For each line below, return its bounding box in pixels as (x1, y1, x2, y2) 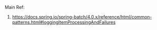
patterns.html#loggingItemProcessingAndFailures (12, 19, 116, 25)
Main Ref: (5, 4, 25, 10)
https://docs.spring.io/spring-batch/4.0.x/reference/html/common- (12, 14, 152, 19)
